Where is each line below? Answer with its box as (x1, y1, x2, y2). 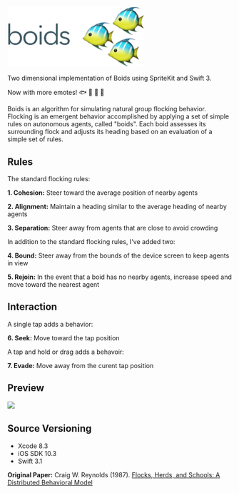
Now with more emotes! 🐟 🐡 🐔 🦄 (7, 88, 105, 97)
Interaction (7, 301, 58, 313)
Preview (7, 382, 45, 395)
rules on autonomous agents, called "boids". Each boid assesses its (7, 120, 206, 128)
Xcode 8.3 (17, 442, 49, 450)
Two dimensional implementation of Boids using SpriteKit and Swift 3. (7, 74, 212, 83)
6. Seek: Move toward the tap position (7, 333, 120, 342)
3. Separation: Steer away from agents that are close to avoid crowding (7, 224, 218, 233)
